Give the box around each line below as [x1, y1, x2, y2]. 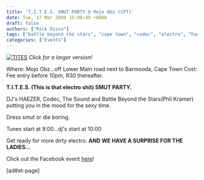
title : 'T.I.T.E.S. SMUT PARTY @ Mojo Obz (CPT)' [6, 8, 135, 15]
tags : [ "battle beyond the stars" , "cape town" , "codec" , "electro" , [6, 32, 186, 38]
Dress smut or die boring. [6, 113, 70, 121]
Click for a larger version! [29, 54, 93, 61]
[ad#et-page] [6, 167, 40, 174]
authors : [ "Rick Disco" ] [6, 25, 69, 32]
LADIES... [6, 144, 32, 150]
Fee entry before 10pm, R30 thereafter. [6, 72, 104, 79]
